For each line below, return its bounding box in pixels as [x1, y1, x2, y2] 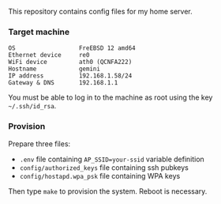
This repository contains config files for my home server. [8, 7, 193, 16]
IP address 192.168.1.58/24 [8, 72, 133, 80]
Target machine [8, 26, 70, 37]
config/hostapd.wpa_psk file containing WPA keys [19, 171, 181, 180]
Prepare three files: [8, 138, 71, 149]
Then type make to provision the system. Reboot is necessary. [8, 186, 208, 196]
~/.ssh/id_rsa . [8, 101, 57, 111]
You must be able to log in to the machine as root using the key [8, 93, 213, 102]
